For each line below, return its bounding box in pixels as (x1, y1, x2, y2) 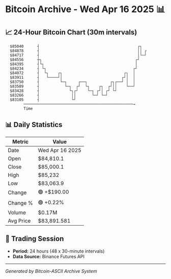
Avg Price (8, 217, 31, 224)
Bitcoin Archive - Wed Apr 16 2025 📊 (5, 4, 165, 15)
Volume (8, 209, 26, 216)
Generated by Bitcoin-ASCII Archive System (5, 268, 97, 274)
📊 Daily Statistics (5, 120, 63, 129)
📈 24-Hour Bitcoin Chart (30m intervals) (5, 28, 137, 37)
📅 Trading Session (5, 234, 64, 243)
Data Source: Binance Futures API (12, 253, 85, 259)
